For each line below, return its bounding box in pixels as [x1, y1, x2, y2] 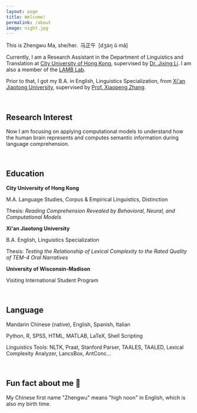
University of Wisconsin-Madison [6, 265, 91, 272]
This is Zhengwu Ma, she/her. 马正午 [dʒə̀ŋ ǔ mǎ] [6, 42, 128, 49]
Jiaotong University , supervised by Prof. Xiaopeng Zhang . [6, 84, 146, 91]
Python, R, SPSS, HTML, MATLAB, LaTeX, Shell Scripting [6, 332, 143, 339]
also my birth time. [6, 400, 51, 407]
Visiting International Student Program [6, 277, 99, 284]
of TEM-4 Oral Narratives [6, 254, 69, 261]
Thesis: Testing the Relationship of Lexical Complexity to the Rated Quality [6, 248, 187, 255]
